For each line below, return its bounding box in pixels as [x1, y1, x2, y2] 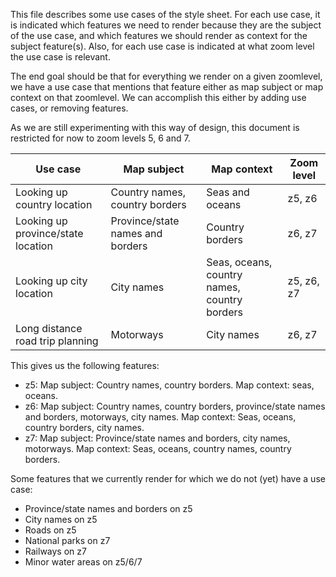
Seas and [206, 185, 250, 199]
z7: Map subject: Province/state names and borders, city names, [24, 432, 291, 444]
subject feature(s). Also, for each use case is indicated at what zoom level [10, 40, 315, 52]
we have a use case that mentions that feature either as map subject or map [10, 81, 324, 93]
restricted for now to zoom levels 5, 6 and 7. [10, 132, 191, 144]
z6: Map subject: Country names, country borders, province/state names [24, 400, 326, 412]
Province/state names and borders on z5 [24, 503, 193, 514]
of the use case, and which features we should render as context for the [10, 30, 308, 41]
